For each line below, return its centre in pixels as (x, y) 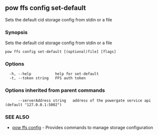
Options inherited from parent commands (55, 90)
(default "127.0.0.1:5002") (34, 105)
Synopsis (16, 32)
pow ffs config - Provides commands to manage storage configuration (82, 127)
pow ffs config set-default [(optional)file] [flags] (61, 52)
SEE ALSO (17, 117)
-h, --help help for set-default (54, 74)
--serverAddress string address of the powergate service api (84, 101)
